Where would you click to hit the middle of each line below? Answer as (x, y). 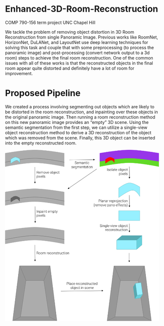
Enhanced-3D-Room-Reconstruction (82, 9)
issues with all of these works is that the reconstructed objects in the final (79, 63)
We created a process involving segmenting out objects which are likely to (80, 106)
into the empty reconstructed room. (41, 143)
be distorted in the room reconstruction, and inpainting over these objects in (82, 112)
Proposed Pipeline (43, 93)
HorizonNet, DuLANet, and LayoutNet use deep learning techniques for (77, 42)
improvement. (19, 73)
